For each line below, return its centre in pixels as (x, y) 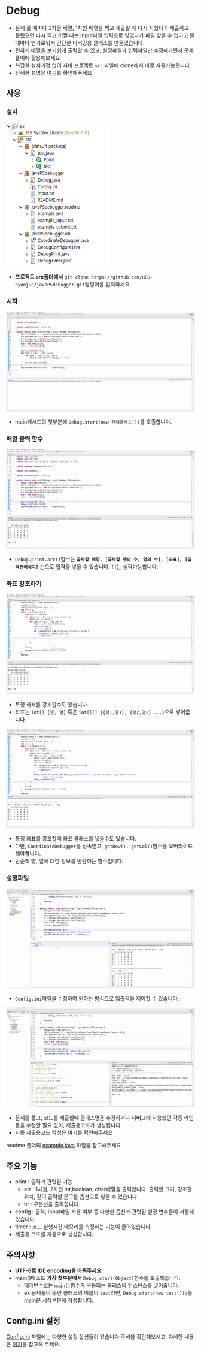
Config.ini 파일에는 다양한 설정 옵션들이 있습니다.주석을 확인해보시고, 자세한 (95, 1336)
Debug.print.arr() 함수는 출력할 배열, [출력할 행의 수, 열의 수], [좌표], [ (101, 559)
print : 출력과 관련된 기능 (44, 1182)
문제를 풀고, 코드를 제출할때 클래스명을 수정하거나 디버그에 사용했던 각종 (99, 1118)
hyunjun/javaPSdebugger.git (50, 285)
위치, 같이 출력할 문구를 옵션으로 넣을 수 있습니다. (81, 1197)
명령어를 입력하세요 (107, 284)
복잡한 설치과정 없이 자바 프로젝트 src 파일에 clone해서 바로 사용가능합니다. (103, 65)
